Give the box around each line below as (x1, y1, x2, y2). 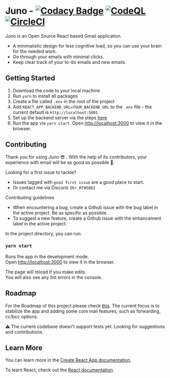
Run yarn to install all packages (12, 92, 78, 99)
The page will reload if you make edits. (5, 269, 87, 275)
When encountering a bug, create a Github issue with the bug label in (12, 204, 158, 210)
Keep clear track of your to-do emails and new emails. (12, 59, 126, 65)
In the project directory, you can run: (5, 230, 82, 237)
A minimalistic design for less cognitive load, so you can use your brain (12, 42, 162, 49)
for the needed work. (12, 48, 57, 54)
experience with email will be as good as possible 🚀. (5, 159, 115, 166)
